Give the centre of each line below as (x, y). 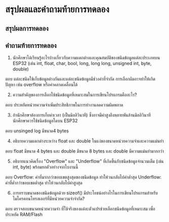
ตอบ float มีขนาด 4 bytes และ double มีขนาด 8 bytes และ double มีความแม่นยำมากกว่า (85, 151)
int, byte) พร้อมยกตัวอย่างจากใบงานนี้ (45, 167)
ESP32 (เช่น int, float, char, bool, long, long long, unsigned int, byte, (82, 63)
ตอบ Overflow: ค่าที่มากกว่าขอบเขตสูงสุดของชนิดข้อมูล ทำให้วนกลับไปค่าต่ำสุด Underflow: (83, 177)
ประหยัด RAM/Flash (24, 214)
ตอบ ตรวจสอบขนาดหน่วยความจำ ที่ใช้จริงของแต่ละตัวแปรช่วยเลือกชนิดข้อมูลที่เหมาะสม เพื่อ (80, 209)
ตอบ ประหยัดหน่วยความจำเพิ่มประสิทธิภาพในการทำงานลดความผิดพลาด (64, 105)
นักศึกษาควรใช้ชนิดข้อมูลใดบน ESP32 (45, 121)
